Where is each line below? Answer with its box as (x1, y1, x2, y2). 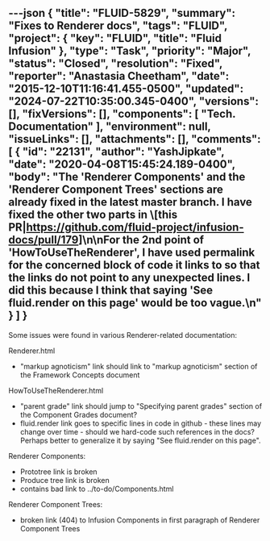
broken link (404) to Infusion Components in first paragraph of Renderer (19, 515, 260, 525)
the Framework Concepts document (19, 370, 140, 380)
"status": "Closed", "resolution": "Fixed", (8, 56, 223, 71)
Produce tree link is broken (19, 475, 110, 485)
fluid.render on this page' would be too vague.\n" (8, 296, 262, 310)
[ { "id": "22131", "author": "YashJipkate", (8, 145, 225, 159)
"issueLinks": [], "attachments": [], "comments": (8, 132, 261, 146)
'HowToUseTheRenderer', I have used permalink (8, 246, 255, 260)
